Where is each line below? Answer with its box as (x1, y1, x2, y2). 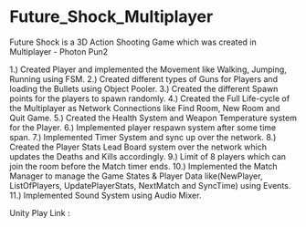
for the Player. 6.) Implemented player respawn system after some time (9, 121, 277, 133)
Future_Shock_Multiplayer (9, 6, 214, 27)
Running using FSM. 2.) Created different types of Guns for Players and (9, 73, 279, 84)
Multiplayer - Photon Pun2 (9, 46, 109, 57)
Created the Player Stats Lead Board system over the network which (9, 141, 268, 152)
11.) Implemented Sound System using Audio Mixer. (9, 190, 202, 201)
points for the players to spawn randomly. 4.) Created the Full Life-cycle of (9, 93, 290, 104)
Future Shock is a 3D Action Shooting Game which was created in (9, 36, 258, 47)
